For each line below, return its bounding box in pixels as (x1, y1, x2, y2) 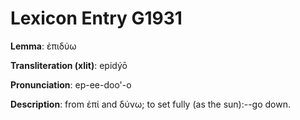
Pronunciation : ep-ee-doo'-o (10, 78, 132, 91)
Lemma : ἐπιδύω (10, 40, 77, 52)
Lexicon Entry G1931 (10, 7, 183, 30)
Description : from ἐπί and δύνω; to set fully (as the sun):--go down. (10, 98, 292, 110)
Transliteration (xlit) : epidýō (10, 59, 128, 71)
